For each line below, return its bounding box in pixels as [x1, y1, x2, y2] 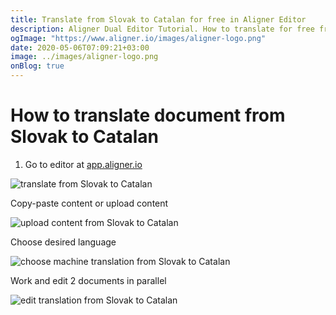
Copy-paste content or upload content [10, 197, 169, 209]
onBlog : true [10, 61, 65, 71]
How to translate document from [10, 104, 286, 127]
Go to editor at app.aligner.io [24, 158, 143, 170]
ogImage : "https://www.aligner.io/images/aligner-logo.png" [10, 33, 267, 43]
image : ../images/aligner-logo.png [10, 52, 159, 62]
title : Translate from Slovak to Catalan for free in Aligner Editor [10, 14, 307, 25]
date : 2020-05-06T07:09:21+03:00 [10, 42, 150, 53]
